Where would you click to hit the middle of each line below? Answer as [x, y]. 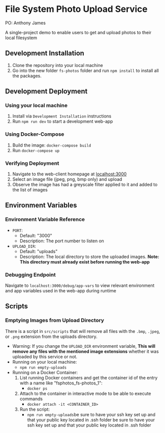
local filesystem [21, 38]
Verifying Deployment [32, 163]
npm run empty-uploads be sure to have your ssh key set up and [91, 414]
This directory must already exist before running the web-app [85, 262]
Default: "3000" [36, 235]
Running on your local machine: [45, 362]
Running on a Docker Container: [45, 372]
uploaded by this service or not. [45, 356]
